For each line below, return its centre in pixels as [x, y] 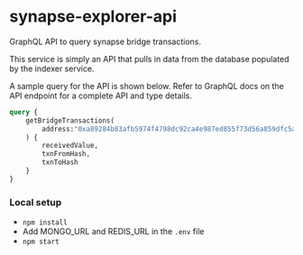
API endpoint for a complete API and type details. [101, 96]
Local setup [36, 202]
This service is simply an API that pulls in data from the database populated [150, 59]
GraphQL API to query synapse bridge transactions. [105, 41]
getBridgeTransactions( [70, 120]
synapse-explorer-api [93, 17]
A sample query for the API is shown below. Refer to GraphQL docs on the [147, 86]
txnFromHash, [66, 154]
